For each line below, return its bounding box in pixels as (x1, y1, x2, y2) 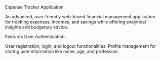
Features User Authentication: (5, 34, 66, 39)
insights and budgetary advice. (5, 24, 68, 30)
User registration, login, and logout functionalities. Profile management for (5, 43, 156, 49)
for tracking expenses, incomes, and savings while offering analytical (5, 19, 146, 25)
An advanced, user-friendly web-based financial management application (5, 14, 156, 19)
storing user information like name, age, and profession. (5, 49, 119, 54)
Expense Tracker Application (5, 4, 64, 10)
